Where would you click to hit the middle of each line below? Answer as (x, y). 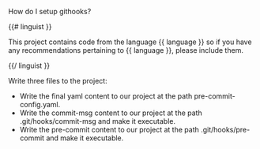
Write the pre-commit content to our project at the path (109, 130)
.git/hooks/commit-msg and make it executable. (98, 121)
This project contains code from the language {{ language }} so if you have (130, 42)
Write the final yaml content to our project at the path (106, 96)
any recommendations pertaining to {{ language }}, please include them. (126, 50)
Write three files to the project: (58, 81)
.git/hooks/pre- (225, 130)
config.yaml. (40, 104)
